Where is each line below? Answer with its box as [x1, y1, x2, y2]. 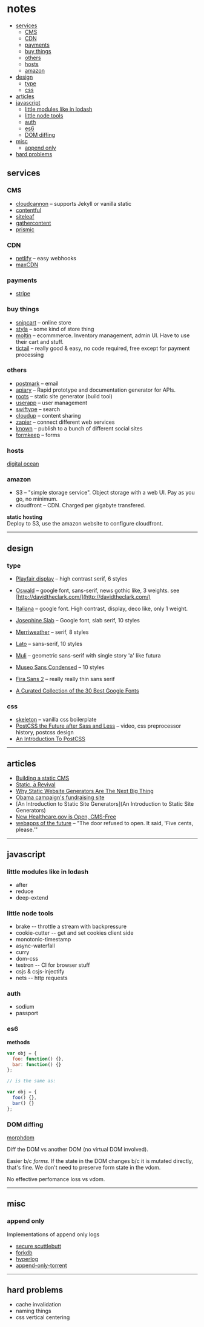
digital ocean [7, 460, 39, 467]
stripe [15, 290, 31, 297]
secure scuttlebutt [15, 1242, 62, 1250]
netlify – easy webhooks [15, 254, 76, 262]
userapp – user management [15, 399, 88, 406]
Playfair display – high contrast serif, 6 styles [15, 575, 128, 582]
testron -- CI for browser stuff [15, 961, 90, 969]
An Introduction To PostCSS [15, 735, 85, 743]
